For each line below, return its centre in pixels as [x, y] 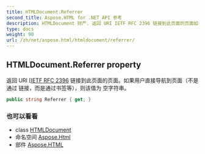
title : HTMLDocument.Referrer [45, 12]
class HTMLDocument [43, 130]
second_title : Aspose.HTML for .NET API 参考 [64, 18]
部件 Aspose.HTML [39, 144]
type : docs [20, 29]
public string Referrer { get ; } [49, 99]
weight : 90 [20, 35]
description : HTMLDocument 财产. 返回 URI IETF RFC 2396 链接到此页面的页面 [100, 23]
